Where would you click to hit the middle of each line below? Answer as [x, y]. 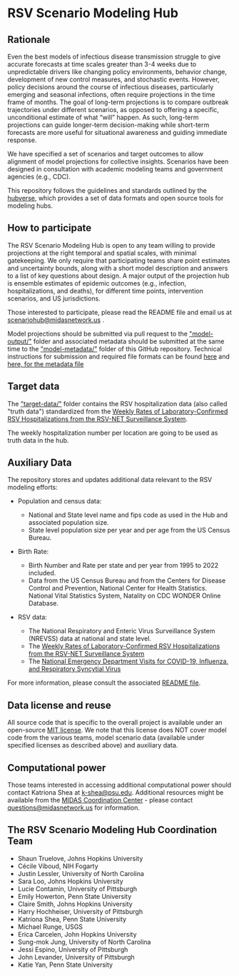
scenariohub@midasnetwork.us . [56, 320]
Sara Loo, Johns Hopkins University [70, 881]
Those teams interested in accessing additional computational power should [119, 785]
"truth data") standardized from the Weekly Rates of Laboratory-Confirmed [118, 411]
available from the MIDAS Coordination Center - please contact [100, 800]
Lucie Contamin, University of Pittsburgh [77, 889]
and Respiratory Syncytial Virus [75, 669]
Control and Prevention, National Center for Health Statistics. [118, 588]
